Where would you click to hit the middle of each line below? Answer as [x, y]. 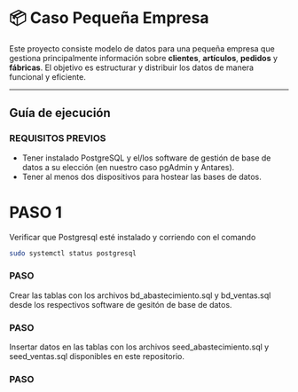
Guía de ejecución [60, 113]
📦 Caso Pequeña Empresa [110, 18]
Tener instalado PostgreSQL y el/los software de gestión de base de [146, 158]
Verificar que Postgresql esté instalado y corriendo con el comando [133, 237]
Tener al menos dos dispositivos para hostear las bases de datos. [141, 176]
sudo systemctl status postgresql [73, 253]
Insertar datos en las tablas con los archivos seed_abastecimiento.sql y [139, 347]
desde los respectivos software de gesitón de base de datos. [121, 304]
